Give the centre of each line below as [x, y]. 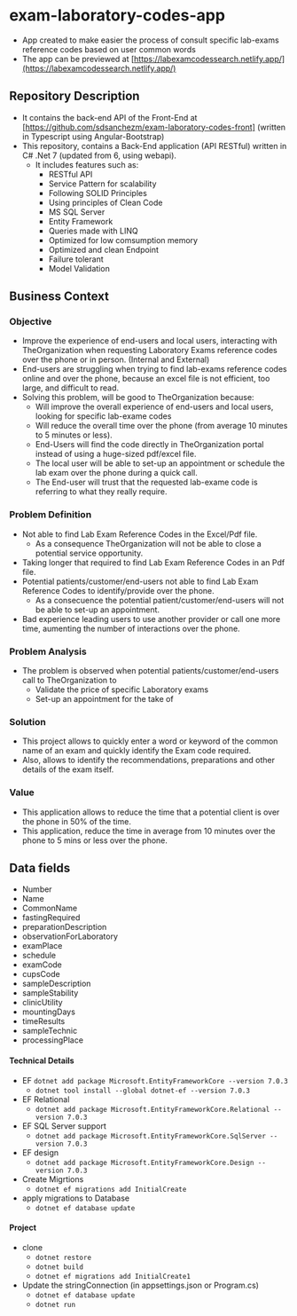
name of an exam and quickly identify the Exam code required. [137, 751]
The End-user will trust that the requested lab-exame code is [147, 482]
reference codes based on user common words [109, 49]
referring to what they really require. [101, 492]
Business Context [59, 297]
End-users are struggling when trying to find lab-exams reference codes [154, 369]
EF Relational [46, 1099]
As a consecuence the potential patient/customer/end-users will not [160, 600]
